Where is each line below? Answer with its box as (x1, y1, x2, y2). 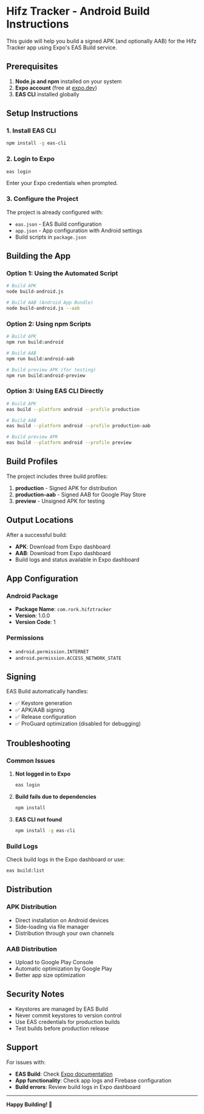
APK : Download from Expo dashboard (15, 543, 111, 550)
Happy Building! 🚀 (6, 1101, 53, 1108)
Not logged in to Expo (15, 770, 71, 777)
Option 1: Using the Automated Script (6, 269, 118, 278)
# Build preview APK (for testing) (6, 366, 97, 373)
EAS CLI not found (15, 816, 63, 823)
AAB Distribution (6, 945, 58, 953)
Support (6, 1042, 38, 1053)
